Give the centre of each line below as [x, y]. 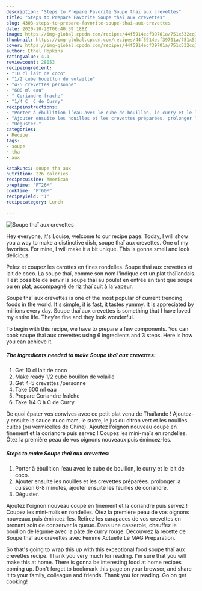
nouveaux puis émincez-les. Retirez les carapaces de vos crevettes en [94, 519]
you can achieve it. [29, 342]
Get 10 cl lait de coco [41, 371]
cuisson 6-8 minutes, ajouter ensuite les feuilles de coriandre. [91, 488]
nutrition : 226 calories [37, 174]
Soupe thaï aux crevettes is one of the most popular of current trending [94, 298]
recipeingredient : [29, 68]
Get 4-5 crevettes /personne [50, 383]
